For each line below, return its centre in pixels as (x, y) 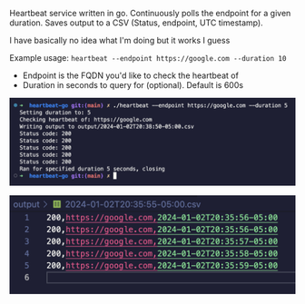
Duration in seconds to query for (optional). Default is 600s (133, 85)
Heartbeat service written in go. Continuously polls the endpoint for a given (150, 13)
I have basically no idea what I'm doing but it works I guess (120, 40)
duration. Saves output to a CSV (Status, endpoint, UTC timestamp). (136, 23)
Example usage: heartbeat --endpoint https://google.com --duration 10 (148, 58)
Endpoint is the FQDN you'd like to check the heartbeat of (130, 75)
